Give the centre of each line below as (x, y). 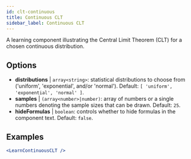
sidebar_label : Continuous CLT (45, 23)
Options (22, 65)
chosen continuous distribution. (45, 46)
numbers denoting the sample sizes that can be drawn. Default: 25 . (98, 105)
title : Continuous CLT (35, 17)
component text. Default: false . (54, 118)
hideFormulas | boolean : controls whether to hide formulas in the (95, 112)
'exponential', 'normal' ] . (49, 92)
